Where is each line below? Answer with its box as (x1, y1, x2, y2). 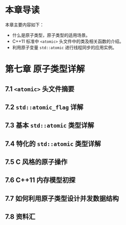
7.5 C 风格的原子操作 (5, 158, 68, 166)
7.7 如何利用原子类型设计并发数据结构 (5, 194, 119, 202)
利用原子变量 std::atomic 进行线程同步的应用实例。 (12, 44, 117, 50)
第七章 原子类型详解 (5, 64, 85, 75)
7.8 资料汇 (5, 213, 35, 221)
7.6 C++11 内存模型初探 (5, 176, 75, 185)
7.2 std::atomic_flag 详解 (5, 103, 84, 111)
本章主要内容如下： (5, 22, 44, 28)
